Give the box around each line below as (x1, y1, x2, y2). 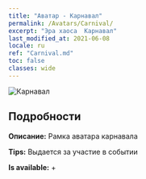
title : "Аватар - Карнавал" (8, 11, 103, 20)
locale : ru (8, 42, 45, 50)
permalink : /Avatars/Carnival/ (8, 19, 114, 27)
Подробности (8, 110, 81, 123)
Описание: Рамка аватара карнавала (8, 131, 139, 141)
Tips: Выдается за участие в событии (8, 147, 139, 156)
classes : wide (8, 65, 56, 73)
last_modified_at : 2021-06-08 (8, 34, 111, 43)
